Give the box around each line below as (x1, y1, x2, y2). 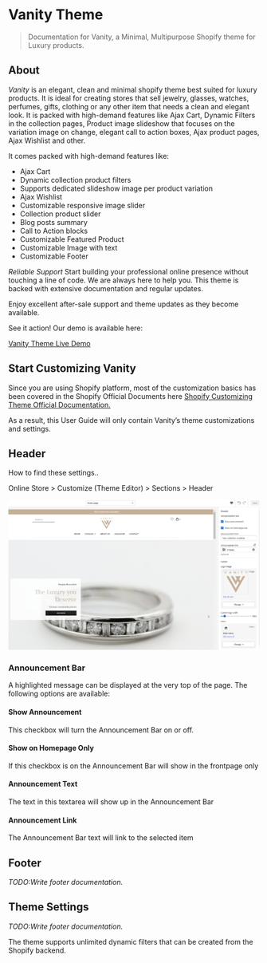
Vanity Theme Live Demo (8, 338, 91, 348)
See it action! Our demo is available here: (8, 323, 143, 333)
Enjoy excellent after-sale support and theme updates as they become (8, 299, 239, 309)
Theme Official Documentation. (8, 400, 111, 409)
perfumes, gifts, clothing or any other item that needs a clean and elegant (8, 101, 249, 111)
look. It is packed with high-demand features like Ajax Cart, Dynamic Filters (8, 110, 256, 120)
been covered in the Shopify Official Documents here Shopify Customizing (8, 391, 253, 401)
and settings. (8, 424, 52, 433)
